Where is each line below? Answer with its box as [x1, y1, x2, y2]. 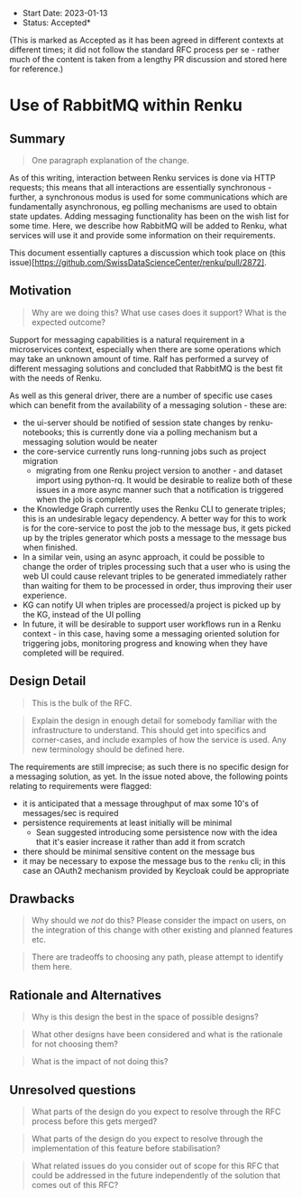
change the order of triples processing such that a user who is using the [22, 561, 291, 571]
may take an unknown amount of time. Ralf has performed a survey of [9, 353, 269, 364]
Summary [9, 131, 66, 146]
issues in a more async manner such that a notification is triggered [35, 484, 284, 495]
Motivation [9, 283, 72, 299]
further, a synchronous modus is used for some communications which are [9, 191, 288, 202]
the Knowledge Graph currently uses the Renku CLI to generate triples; [22, 503, 287, 514]
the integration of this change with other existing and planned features [31, 924, 293, 935]
